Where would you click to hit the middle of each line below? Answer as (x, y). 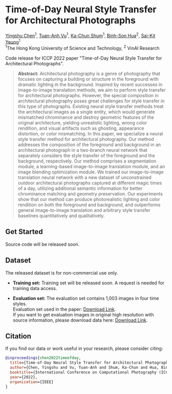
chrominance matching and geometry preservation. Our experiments (90, 193)
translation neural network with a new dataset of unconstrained (85, 177)
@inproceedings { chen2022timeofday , (43, 358)
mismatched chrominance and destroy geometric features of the (86, 117)
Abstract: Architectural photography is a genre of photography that (89, 74)
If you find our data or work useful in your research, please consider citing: (84, 349)
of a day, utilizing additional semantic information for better (80, 188)
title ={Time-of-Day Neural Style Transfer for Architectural (77, 363)
